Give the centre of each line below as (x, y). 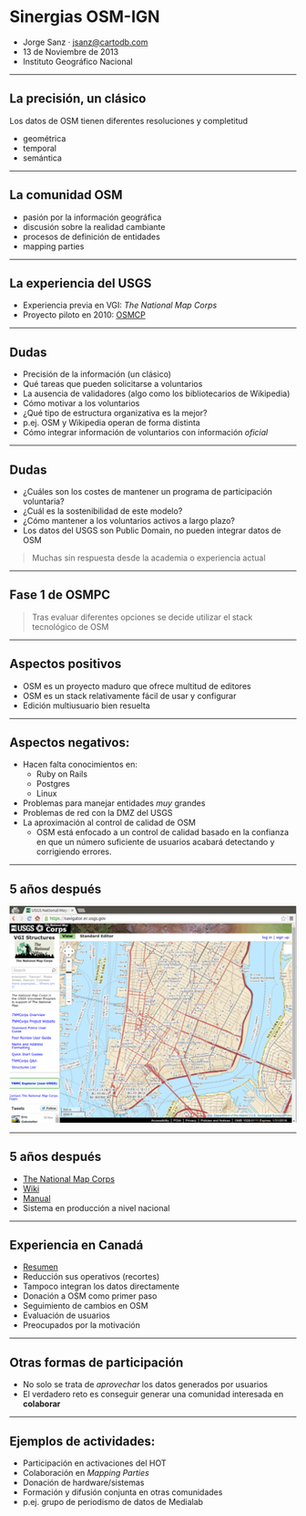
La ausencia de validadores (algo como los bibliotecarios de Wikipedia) (156, 393)
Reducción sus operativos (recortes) (91, 1277)
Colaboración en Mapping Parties (86, 1472)
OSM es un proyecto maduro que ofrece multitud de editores (137, 685)
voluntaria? (44, 501)
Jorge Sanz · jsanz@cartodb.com (85, 42)
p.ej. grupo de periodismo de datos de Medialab (112, 1501)
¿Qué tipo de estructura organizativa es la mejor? (115, 413)
